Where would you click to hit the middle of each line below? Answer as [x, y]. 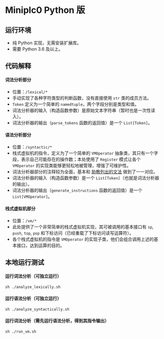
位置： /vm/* [24, 221]
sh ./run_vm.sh [21, 332]
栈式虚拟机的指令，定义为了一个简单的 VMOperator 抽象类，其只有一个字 [85, 153]
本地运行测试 [25, 262]
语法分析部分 [18, 135]
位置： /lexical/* [30, 92]
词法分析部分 [18, 79]
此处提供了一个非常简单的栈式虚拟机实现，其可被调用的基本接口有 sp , [83, 227]
